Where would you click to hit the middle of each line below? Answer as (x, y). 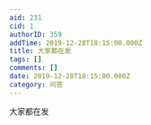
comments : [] (34, 68)
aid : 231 (26, 18)
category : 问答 (36, 85)
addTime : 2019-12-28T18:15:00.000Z (76, 43)
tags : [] (26, 59)
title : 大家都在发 (40, 51)
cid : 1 (22, 26)
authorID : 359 (36, 34)
